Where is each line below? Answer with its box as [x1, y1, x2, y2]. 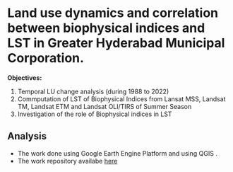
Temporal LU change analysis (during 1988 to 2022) [17, 87, 169, 96]
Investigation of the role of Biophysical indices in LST [17, 110, 172, 118]
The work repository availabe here [17, 156, 118, 165]
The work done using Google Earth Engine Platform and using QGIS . [17, 149, 217, 157]
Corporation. [7, 50, 85, 67]
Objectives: [7, 73, 42, 82]
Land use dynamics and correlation [7, 5, 219, 21]
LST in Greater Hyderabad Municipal [7, 35, 225, 51]
